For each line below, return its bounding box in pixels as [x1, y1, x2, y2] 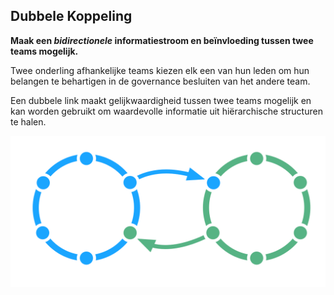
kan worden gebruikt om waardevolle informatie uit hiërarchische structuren [10, 105, 323, 117]
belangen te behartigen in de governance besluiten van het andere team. [10, 75, 311, 87]
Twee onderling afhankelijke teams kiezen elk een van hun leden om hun [10, 64, 310, 76]
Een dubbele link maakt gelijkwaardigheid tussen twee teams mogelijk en [10, 94, 312, 106]
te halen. [10, 115, 47, 128]
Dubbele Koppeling [10, 8, 133, 25]
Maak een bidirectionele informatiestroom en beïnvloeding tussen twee [10, 34, 314, 46]
